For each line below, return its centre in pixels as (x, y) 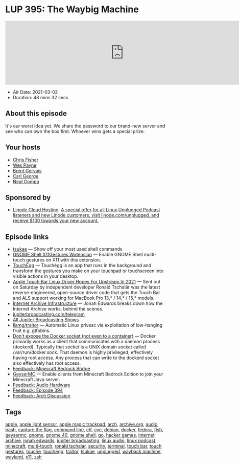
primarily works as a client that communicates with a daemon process (86, 342)
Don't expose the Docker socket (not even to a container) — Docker (84, 336)
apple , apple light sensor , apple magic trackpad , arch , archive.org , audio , (82, 424)
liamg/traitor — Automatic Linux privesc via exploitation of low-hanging (87, 325)
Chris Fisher (26, 160)
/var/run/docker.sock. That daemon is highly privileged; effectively (83, 352)
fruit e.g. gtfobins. (31, 330)
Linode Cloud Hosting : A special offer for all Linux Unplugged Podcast (86, 210)
